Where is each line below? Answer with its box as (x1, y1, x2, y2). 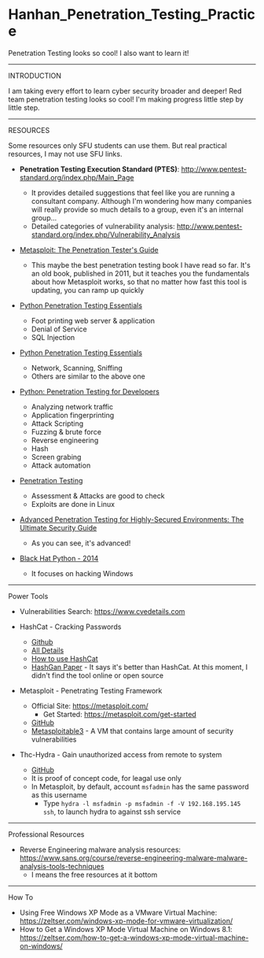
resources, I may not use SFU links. (8, 149, 123, 158)
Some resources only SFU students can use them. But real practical (8, 140, 227, 150)
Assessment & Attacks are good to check (31, 490, 165, 501)
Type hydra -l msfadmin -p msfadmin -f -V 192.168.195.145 (42, 798, 241, 808)
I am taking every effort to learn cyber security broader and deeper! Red (8, 86, 242, 95)
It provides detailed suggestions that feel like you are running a (31, 187, 236, 198)
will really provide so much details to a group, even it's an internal (31, 205, 244, 214)
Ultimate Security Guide (19, 523, 97, 532)
